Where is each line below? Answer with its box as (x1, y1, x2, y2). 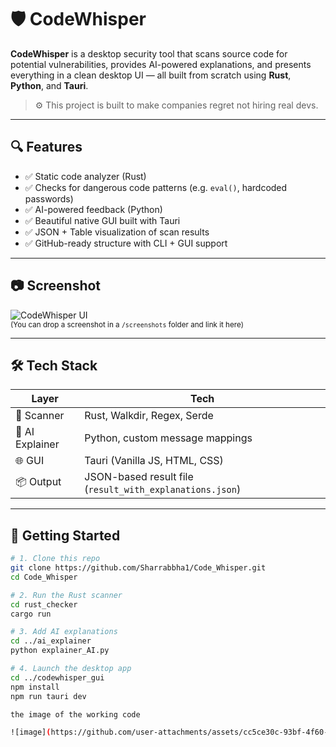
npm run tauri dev (10, 691, 87, 701)
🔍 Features (10, 139, 83, 156)
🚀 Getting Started (10, 527, 121, 544)
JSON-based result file (84, 470, 194, 484)
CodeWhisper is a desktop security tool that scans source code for (10, 47, 288, 60)
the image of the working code (10, 709, 141, 720)
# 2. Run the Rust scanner (10, 590, 123, 600)
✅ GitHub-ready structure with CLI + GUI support (24, 237, 228, 249)
